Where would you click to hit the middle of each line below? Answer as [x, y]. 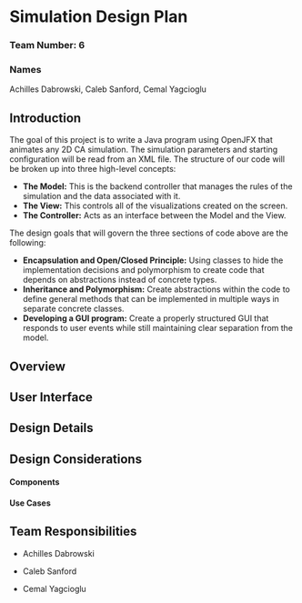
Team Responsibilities [73, 532]
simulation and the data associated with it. [101, 196]
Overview [38, 366]
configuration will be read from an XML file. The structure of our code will [147, 159]
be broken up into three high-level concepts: [93, 169]
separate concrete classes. [73, 309]
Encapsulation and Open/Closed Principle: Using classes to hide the [153, 260]
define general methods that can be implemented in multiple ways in [151, 299]
